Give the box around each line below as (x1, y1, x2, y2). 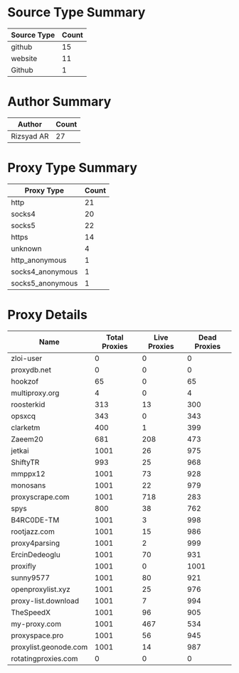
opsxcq (11, 411, 36, 421)
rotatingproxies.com (11, 653, 78, 663)
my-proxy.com (11, 619, 62, 629)
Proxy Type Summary (7, 160, 137, 176)
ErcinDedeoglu (11, 549, 60, 559)
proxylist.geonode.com (11, 642, 88, 652)
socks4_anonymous (11, 266, 78, 276)
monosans (11, 480, 46, 490)
